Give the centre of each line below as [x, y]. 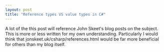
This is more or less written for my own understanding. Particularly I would [82, 34]
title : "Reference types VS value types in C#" [56, 14]
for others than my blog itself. [35, 44]
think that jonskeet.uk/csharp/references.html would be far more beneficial [82, 39]
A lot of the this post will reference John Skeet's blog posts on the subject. [82, 28]
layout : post [19, 10]
